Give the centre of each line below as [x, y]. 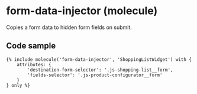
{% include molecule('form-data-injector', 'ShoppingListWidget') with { [99, 59]
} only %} [18, 85]
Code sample [31, 46]
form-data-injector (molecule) [82, 11]
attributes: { [34, 64]
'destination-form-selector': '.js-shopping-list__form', [100, 70]
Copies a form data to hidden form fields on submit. [69, 27]
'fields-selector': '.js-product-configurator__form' [95, 75]
